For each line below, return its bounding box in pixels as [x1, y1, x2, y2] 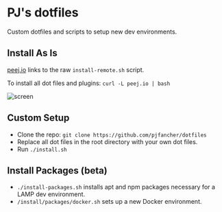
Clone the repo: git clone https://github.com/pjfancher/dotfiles [16, 130, 207, 139]
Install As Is [7, 47, 58, 59]
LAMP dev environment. [16, 190, 86, 198]
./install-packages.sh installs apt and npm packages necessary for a [16, 183, 216, 191]
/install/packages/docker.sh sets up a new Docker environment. [16, 198, 202, 206]
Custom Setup [7, 112, 70, 124]
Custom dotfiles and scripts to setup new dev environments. [7, 27, 177, 36]
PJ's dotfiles [7, 5, 79, 21]
